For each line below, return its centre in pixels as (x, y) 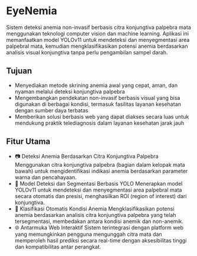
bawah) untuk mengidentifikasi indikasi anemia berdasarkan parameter (101, 171)
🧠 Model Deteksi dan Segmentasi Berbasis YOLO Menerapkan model (98, 183)
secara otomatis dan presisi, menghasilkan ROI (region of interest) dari (101, 196)
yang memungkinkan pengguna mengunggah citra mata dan (88, 234)
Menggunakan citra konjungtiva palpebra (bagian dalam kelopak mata (100, 164)
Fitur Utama (28, 142)
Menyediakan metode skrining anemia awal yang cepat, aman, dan (96, 85)
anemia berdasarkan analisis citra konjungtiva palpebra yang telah (95, 215)
